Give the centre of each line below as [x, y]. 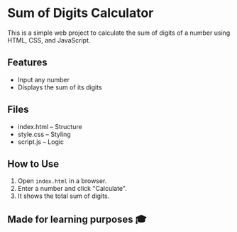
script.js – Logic [41, 142]
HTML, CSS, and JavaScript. [49, 40]
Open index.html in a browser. [62, 181]
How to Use [33, 164]
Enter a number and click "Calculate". [72, 189]
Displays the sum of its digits [60, 87]
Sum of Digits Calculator [81, 13]
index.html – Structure [50, 126]
